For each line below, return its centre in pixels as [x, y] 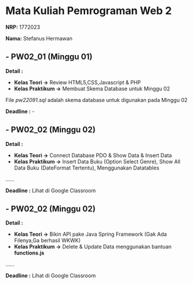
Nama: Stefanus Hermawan [39, 38]
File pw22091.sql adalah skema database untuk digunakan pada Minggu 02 [97, 100]
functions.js [29, 253]
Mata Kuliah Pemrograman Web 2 [89, 11]
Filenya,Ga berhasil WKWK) [47, 240]
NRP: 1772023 [23, 27]
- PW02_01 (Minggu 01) [49, 57]
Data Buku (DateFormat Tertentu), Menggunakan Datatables [87, 168]
